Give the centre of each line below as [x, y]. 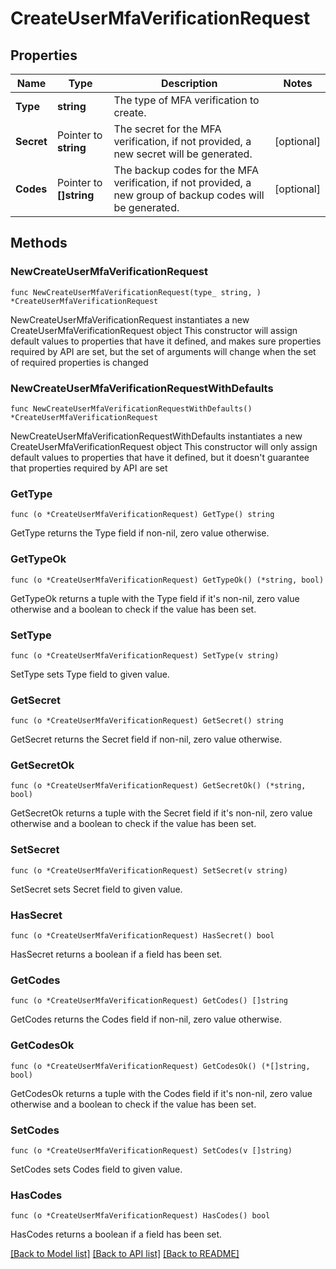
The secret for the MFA [167, 129]
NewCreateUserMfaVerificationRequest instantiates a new [130, 319]
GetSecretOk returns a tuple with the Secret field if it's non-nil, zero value [161, 813]
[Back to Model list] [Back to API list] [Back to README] [125, 1254]
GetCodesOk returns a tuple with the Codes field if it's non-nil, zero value [161, 1093]
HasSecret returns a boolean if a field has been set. [116, 954]
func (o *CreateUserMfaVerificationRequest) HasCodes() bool [140, 1216]
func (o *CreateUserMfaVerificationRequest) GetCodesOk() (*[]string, [160, 1066]
